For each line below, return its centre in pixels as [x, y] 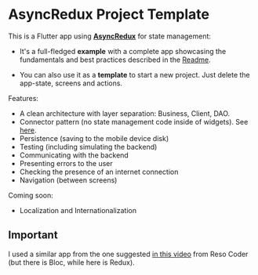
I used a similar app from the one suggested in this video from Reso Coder [128, 254]
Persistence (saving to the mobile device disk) [94, 138]
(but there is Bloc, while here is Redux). [71, 262]
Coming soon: [31, 195]
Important [33, 235]
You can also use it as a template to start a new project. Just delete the [135, 74]
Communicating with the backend [74, 155]
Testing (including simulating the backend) [88, 147]
